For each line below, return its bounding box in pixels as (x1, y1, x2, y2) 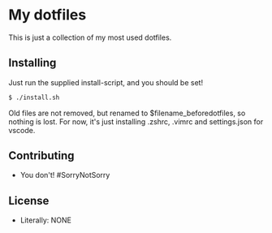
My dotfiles (8, 6, 87, 24)
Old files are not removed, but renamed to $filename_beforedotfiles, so (8, 108, 246, 118)
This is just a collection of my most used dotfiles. (8, 32, 172, 42)
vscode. (8, 125, 36, 135)
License (8, 193, 50, 208)
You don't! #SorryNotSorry (19, 170, 110, 180)
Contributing (8, 149, 75, 163)
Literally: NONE (19, 215, 71, 225)
